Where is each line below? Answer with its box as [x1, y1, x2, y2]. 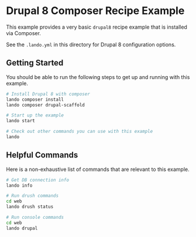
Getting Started [6, 58, 64, 68]
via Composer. [6, 29, 41, 36]
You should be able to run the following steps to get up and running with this [6, 73, 190, 80]
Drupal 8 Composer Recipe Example [6, 4, 185, 18]
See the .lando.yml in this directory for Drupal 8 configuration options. [6, 41, 176, 48]
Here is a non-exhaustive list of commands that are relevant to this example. [6, 166, 190, 173]
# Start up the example [6, 112, 64, 118]
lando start [6, 118, 35, 124]
